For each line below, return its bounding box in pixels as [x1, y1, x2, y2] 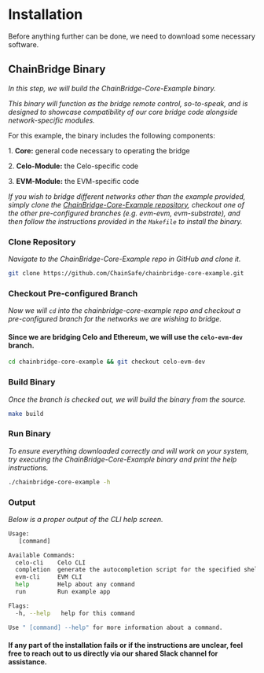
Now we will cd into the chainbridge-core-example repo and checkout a [8, 306, 241, 315]
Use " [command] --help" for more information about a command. [8, 623, 223, 631]
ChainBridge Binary [8, 63, 106, 76]
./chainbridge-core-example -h [8, 478, 111, 486]
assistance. [8, 657, 47, 667]
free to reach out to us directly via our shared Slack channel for [8, 649, 218, 658]
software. [8, 39, 39, 49]
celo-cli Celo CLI [15, 558, 86, 567]
